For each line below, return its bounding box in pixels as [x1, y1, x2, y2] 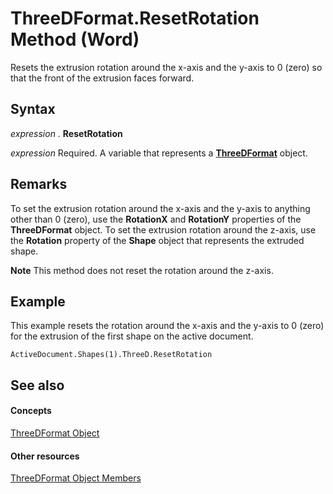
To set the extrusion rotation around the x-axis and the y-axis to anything [10, 202, 311, 214]
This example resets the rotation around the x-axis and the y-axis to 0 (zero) [10, 320, 325, 332]
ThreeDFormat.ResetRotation [10, 7, 260, 30]
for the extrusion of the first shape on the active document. [10, 330, 254, 342]
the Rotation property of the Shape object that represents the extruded [10, 234, 305, 246]
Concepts [10, 405, 52, 417]
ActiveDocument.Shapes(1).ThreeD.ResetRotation [10, 350, 213, 360]
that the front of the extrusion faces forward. [10, 72, 195, 84]
